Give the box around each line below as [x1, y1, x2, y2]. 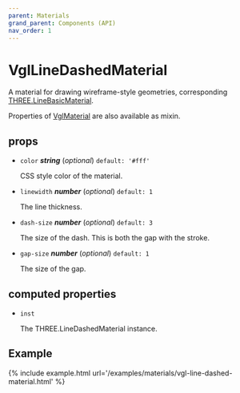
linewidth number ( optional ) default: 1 [19, 187, 154, 196]
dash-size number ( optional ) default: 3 [19, 217, 154, 228]
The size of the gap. [19, 264, 86, 274]
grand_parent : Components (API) [8, 19, 116, 27]
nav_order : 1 [8, 26, 52, 34]
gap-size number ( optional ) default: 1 [19, 248, 150, 258]
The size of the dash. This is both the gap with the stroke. [19, 233, 210, 243]
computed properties [8, 287, 117, 300]
